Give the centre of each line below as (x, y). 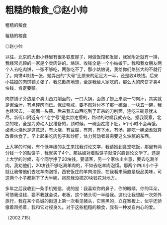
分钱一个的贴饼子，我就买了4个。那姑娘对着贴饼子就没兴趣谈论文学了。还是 (83, 153)
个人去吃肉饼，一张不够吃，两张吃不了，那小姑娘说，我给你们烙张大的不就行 (83, 69)
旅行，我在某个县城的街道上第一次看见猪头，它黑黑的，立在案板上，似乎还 (81, 201)
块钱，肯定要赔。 (23, 88)
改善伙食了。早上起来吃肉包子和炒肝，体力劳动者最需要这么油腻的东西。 (79, 136)
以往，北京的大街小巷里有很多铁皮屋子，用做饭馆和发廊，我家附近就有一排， (83, 57)
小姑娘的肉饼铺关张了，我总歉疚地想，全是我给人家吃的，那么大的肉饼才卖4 (83, 82)
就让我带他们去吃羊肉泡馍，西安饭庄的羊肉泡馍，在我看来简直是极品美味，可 (83, 171)
